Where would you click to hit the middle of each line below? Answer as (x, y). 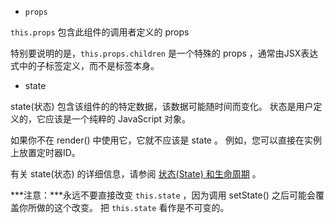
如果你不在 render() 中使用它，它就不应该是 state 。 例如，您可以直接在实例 (166, 140)
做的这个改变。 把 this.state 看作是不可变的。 (133, 207)
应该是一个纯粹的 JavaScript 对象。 (118, 119)
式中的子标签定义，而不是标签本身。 (85, 65)
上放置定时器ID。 (45, 152)
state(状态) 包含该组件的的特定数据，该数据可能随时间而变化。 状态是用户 (162, 106)
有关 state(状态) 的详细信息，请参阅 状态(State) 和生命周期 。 (136, 174)
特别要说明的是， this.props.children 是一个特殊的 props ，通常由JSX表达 (164, 53)
